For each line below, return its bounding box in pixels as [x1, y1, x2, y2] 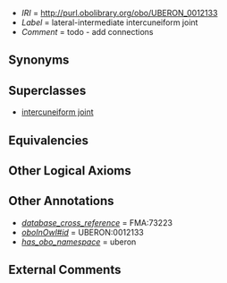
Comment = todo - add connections [21, 27, 154, 37]
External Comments [8, 262, 122, 278]
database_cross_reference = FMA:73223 [21, 217, 173, 227]
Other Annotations [8, 193, 114, 209]
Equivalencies [8, 133, 88, 148]
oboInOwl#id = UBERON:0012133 [21, 227, 144, 237]
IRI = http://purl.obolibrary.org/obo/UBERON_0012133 [21, 8, 218, 18]
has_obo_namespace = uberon [21, 236, 137, 247]
